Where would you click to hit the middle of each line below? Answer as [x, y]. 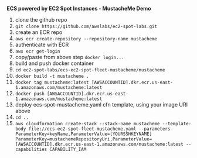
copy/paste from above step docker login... [70, 57]
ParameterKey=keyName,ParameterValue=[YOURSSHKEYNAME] [84, 134]
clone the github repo [41, 20]
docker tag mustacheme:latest [52, 83]
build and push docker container [55, 63]
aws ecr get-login [38, 51]
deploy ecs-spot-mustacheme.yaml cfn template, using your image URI [101, 104]
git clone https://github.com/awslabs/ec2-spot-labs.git [86, 26]
